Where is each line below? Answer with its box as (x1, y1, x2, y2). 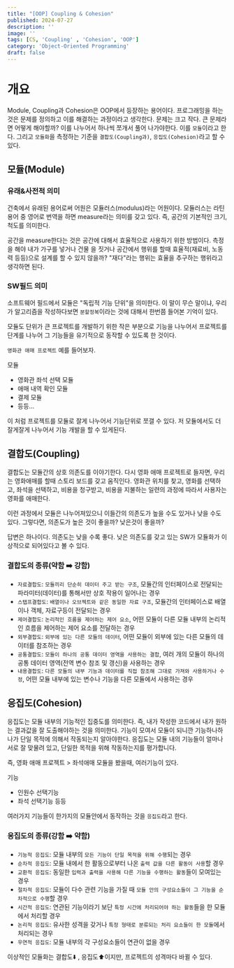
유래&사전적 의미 (7, 186, 61, 196)
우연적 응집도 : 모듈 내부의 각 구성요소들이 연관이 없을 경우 (17, 938, 170, 946)
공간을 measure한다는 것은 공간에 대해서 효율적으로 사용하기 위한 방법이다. (7, 236, 212, 244)
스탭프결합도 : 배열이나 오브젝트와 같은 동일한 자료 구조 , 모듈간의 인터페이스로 (17, 597, 213, 605)
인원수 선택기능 (17, 788, 59, 797)
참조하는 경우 (36, 641, 72, 650)
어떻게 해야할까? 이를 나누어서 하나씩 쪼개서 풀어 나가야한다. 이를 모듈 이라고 (14, 123, 219, 132)
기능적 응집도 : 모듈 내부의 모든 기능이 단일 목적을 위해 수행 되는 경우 (17, 850, 192, 859)
